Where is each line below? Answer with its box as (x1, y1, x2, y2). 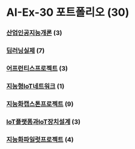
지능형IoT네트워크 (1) (6, 82, 65, 90)
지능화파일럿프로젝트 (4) (6, 135, 74, 144)
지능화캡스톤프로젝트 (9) (6, 99, 74, 108)
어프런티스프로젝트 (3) (6, 64, 68, 73)
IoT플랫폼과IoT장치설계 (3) (6, 118, 81, 126)
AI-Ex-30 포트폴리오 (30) (6, 5, 130, 19)
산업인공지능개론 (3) (6, 28, 62, 37)
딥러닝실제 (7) (6, 47, 45, 55)
